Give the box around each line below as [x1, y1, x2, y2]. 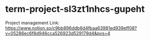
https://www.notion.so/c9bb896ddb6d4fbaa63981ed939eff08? [5, 25, 137, 31]
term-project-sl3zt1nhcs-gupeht [5, 3, 145, 15]
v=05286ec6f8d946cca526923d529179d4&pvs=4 [5, 30, 111, 36]
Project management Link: [5, 20, 59, 26]
